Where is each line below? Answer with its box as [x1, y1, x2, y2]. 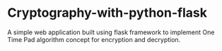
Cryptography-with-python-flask [7, 5, 207, 21]
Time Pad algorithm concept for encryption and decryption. [7, 35, 181, 43]
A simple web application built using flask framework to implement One [7, 28, 215, 36]
